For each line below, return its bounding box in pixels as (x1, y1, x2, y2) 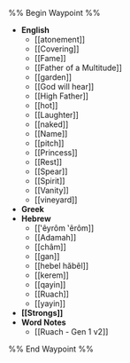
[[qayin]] (34, 280, 66, 289)
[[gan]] (34, 251, 60, 261)
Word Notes (20, 317, 67, 327)
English (20, 25, 50, 35)
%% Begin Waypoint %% (8, 8, 101, 18)
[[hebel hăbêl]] (34, 261, 89, 271)
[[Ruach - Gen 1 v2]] (34, 327, 109, 336)
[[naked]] (34, 119, 69, 130)
